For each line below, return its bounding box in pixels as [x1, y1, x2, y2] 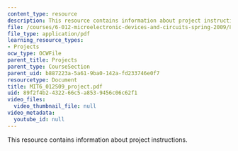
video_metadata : [7, 109, 55, 116]
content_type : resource [7, 10, 78, 18]
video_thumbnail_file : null [13, 103, 97, 110]
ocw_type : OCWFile [7, 50, 62, 57]
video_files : [7, 96, 46, 104]
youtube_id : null [13, 116, 65, 123]
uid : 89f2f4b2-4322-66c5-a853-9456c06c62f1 [7, 89, 138, 96]
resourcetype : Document [7, 76, 78, 84]
